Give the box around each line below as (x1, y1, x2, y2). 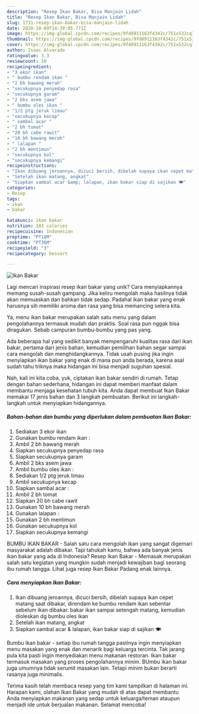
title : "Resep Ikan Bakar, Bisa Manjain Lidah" (6, 14, 126, 20)
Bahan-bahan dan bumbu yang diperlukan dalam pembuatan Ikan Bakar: (6, 413, 191, 420)
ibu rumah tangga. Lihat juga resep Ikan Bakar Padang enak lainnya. (6, 565, 172, 573)
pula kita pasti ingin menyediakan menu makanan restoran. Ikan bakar (6, 652, 177, 659)
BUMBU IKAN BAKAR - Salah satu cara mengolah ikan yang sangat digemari (6, 540, 193, 548)
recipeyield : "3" (6, 245, 50, 251)
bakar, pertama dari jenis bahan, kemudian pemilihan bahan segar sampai (6, 344, 187, 351)
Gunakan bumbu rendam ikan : (15, 435, 90, 442)
